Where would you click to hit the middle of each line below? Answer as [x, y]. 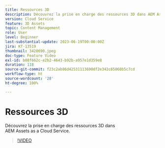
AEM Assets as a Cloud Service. [38, 131]
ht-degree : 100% [22, 83]
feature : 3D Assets [25, 23]
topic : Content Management [33, 28]
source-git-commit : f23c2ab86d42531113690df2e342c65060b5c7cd [70, 70]
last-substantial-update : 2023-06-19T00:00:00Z [55, 42]
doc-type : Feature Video [30, 55]
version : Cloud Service [29, 19]
